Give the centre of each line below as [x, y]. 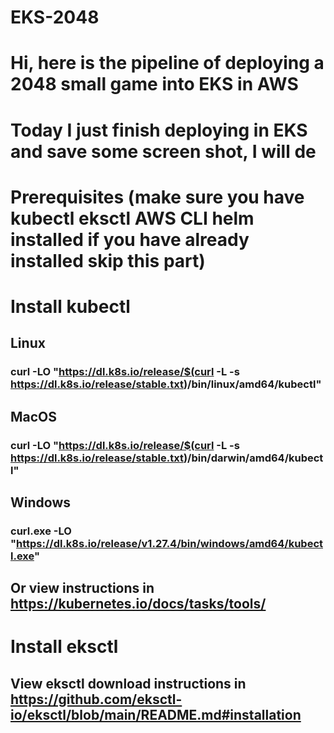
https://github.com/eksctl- [96, 699]
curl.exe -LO [41, 531]
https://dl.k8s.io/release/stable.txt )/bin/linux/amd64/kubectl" [166, 384]
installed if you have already [130, 239]
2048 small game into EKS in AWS [154, 84]
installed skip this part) [108, 260]
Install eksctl [64, 647]
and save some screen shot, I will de [163, 151]
